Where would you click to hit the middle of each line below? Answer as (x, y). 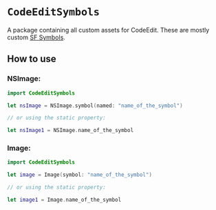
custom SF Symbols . (36, 37)
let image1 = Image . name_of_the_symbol (64, 200)
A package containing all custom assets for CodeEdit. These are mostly (108, 30)
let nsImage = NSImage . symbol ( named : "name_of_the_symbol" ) (95, 106)
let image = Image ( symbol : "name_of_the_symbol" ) (80, 175)
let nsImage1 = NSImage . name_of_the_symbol (71, 131)
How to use (32, 59)
